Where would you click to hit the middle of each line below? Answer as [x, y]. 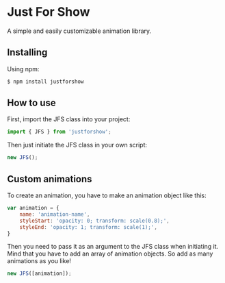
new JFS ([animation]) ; [39, 274]
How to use [31, 103]
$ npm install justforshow [45, 82]
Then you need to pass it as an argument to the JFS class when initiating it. [113, 247]
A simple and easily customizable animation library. [79, 31]
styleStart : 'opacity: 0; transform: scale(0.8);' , [94, 221]
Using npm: [23, 69]
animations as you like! [39, 261]
